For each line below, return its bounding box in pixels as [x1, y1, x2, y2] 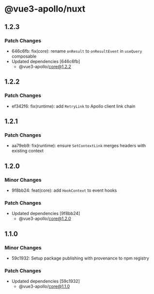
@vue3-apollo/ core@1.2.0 [18, 216, 71, 221]
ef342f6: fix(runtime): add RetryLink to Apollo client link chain [11, 103, 136, 109]
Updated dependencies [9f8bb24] [11, 211, 80, 217]
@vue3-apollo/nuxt [4, 3, 86, 15]
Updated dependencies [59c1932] [11, 279, 80, 284]
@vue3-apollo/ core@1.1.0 [18, 283, 70, 289]
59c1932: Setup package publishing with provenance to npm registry [11, 255, 150, 261]
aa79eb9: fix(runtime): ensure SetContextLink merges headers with [11, 143, 146, 149]
